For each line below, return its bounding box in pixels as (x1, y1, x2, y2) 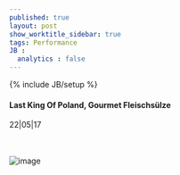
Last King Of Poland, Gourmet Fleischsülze (9, 99, 171, 110)
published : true (9, 12, 70, 22)
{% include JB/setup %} (9, 79, 98, 89)
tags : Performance (9, 37, 78, 47)
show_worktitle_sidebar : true (9, 29, 122, 38)
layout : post (9, 21, 58, 30)
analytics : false (17, 54, 86, 63)
